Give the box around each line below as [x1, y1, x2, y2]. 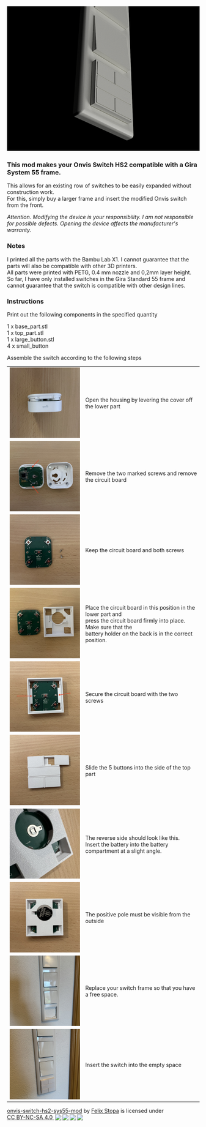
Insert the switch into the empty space [85, 1061, 182, 1068]
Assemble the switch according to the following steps [7, 354, 142, 361]
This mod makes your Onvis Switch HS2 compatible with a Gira [7, 160, 197, 169]
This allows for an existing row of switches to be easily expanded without [7, 182, 191, 189]
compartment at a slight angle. [85, 847, 162, 855]
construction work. [7, 189, 54, 196]
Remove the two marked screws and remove [85, 470, 197, 477]
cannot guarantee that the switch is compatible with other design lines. [7, 282, 186, 289]
